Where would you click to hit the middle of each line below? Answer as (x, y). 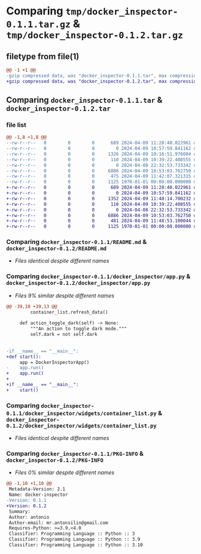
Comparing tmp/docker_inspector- (92, 11)
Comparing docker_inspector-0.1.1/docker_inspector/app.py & (98, 276)
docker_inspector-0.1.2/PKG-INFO (55, 460)
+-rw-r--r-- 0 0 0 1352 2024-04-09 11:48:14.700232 (99, 198)
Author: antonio (29, 517)
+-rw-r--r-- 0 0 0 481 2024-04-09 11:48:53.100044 (99, 221)
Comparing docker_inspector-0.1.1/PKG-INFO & (75, 454)
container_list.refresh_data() (69, 312)
